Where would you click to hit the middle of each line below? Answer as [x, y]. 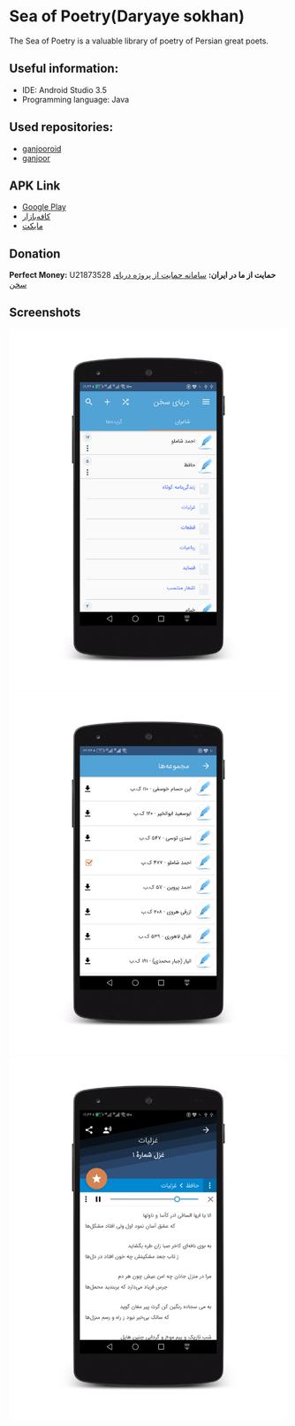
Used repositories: [61, 127]
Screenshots [45, 312]
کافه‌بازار [36, 216]
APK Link [35, 185]
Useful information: [64, 69]
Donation [35, 254]
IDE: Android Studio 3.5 [64, 89]
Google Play [44, 207]
